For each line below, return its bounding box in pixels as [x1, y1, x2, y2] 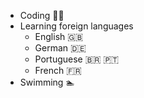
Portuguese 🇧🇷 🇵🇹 [34, 53, 120, 65]
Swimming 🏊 [19, 76, 75, 88]
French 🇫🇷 [34, 65, 82, 76]
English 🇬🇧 [34, 31, 84, 42]
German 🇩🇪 [34, 42, 87, 54]
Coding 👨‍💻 [19, 10, 65, 21]
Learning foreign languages [19, 20, 134, 32]
